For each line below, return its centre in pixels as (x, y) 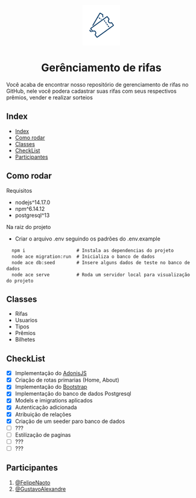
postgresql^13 (32, 215)
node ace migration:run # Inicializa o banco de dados (83, 256)
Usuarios (26, 320)
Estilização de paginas (43, 434)
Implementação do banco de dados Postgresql (73, 394)
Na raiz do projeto (29, 227)
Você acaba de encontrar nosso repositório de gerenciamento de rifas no (97, 84)
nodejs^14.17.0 (33, 202)
